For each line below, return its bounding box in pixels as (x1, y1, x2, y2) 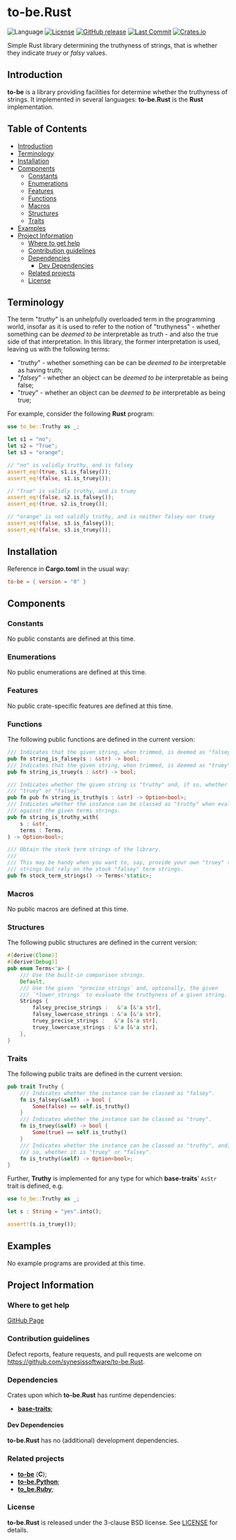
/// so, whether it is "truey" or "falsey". (20, 1148, 152, 1155)
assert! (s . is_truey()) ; (7, 1221, 77, 1228)
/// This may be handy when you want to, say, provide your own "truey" (7, 859, 225, 866)
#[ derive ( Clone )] (7, 952, 58, 959)
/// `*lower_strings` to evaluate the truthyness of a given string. (20, 991, 228, 999)
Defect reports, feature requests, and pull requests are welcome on (7, 1349, 202, 1358)
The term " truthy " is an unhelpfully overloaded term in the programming (7, 315, 216, 323)
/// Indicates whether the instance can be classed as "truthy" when (7, 801, 216, 808)
